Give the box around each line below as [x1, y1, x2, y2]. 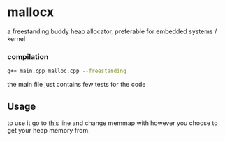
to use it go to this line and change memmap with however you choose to [7, 119, 218, 127]
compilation [7, 51, 49, 61]
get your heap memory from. [7, 126, 90, 134]
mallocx [7, 4, 55, 20]
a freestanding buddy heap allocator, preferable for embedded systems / [7, 27, 217, 35]
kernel [7, 34, 26, 42]
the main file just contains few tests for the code [7, 81, 146, 89]
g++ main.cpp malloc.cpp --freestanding [7, 67, 127, 75]
